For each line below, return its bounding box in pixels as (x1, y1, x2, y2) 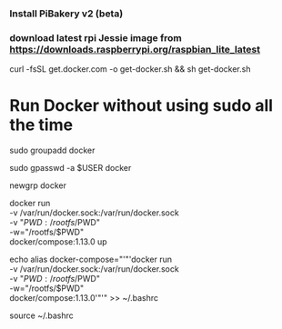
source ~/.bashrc (9, 310, 75, 321)
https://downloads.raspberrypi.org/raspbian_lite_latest (9, 43, 261, 55)
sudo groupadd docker (9, 145, 96, 156)
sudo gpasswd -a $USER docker (9, 163, 132, 174)
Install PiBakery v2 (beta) (9, 7, 124, 20)
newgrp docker (9, 180, 66, 191)
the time (9, 115, 74, 135)
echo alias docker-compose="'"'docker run (9, 254, 173, 265)
